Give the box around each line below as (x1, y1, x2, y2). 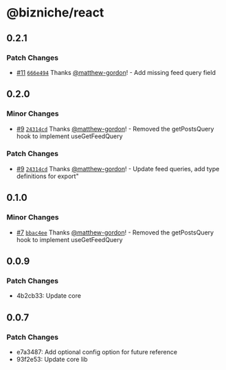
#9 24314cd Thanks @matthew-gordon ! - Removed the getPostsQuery (16, 124, 214, 133)
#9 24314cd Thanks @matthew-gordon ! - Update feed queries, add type (16, 164, 220, 173)
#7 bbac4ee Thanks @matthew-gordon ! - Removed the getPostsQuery (16, 228, 214, 237)
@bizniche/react (6, 5, 104, 21)
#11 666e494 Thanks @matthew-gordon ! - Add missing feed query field (16, 68, 216, 76)
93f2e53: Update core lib (16, 355, 88, 363)
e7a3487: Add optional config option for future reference (16, 347, 178, 356)
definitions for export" (16, 172, 80, 180)
